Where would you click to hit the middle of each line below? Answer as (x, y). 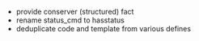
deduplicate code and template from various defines (104, 29)
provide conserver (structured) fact (75, 12)
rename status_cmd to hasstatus (70, 20)
